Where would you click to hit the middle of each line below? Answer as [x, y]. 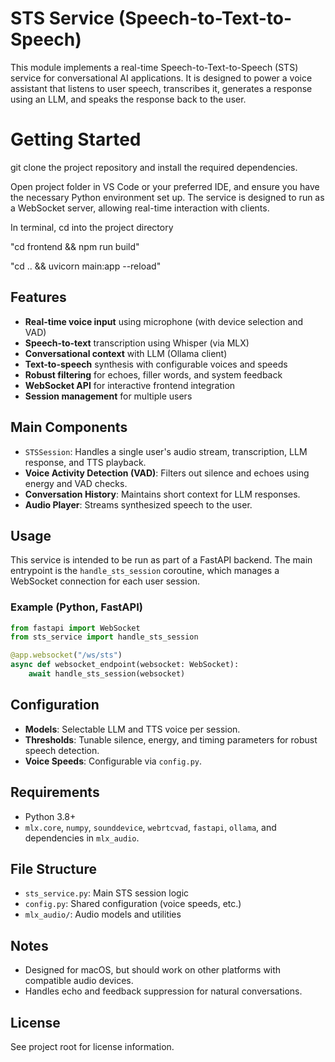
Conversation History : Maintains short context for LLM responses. [162, 494]
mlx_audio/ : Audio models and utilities [103, 914]
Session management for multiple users [108, 396]
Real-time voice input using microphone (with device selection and [164, 321]
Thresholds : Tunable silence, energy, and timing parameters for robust [171, 739]
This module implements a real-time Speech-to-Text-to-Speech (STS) [154, 67]
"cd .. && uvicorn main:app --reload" [86, 266]
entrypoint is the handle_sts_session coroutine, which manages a [145, 571]
